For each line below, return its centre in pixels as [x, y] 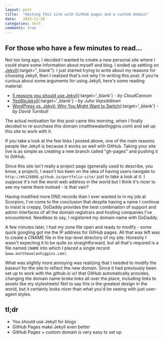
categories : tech [23, 23]
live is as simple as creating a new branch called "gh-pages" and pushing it [82, 151]
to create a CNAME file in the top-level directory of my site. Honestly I [76, 238]
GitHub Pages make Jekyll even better [51, 327]
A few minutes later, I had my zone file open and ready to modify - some [78, 227]
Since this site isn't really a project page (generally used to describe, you [79, 166]
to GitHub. [16, 156]
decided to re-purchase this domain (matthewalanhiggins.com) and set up [81, 126]
